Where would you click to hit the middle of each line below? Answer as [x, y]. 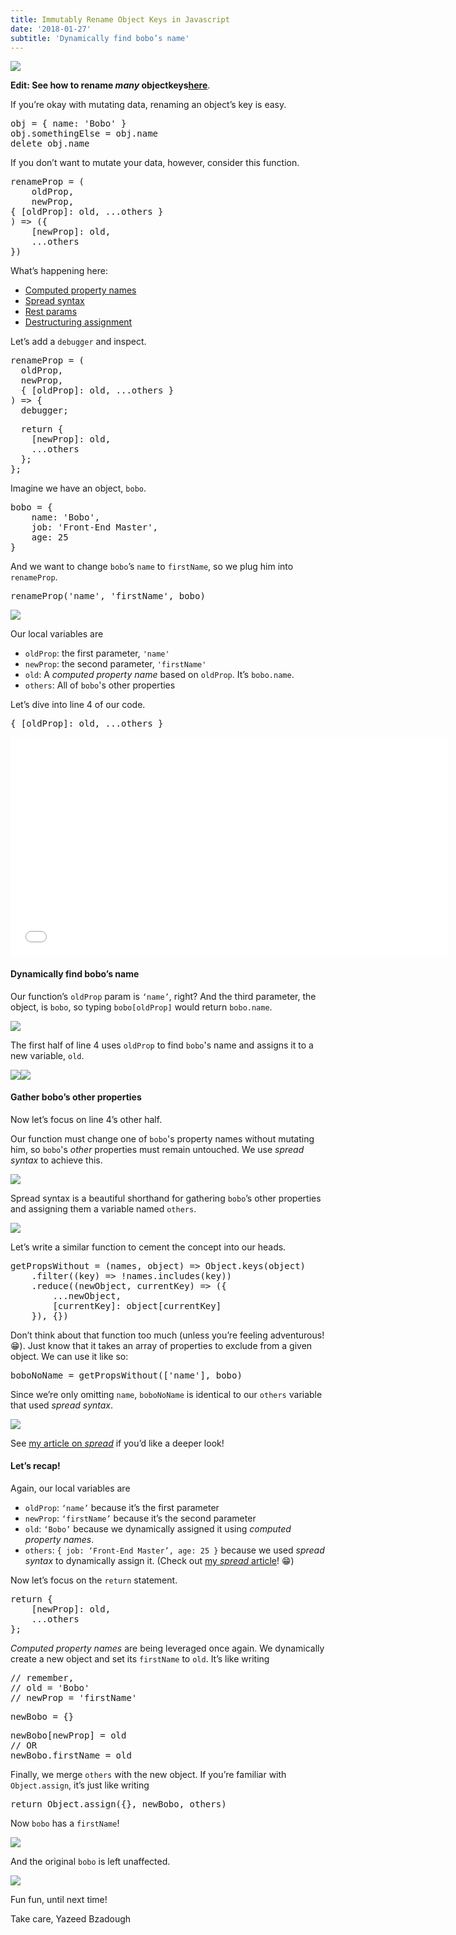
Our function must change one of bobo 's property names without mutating [162, 1138]
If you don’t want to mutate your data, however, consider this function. [155, 163]
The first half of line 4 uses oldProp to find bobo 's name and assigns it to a [162, 1045]
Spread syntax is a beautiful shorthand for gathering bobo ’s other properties [166, 1198]
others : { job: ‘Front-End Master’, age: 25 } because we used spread [174, 1550]
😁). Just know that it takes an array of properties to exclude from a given [161, 1345]
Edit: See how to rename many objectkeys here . [110, 85]
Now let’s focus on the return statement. [94, 1580]
